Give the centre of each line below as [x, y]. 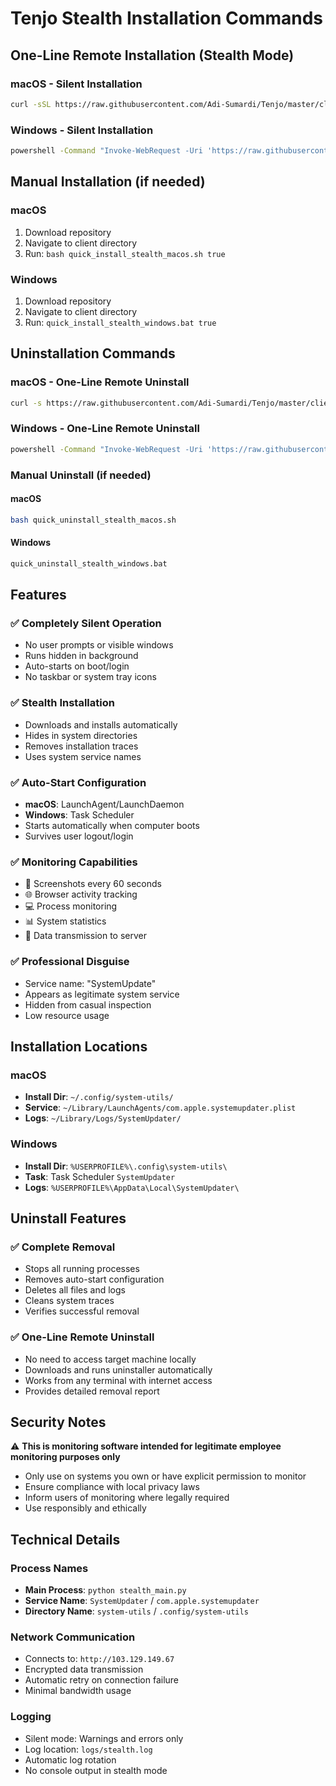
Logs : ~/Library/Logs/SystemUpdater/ [103, 1118]
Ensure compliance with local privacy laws [112, 1487]
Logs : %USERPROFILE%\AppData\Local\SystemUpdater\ [132, 1187]
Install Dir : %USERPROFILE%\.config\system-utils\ [126, 1166]
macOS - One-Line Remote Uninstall [100, 382]
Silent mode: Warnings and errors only [104, 1738]
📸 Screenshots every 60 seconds [93, 884]
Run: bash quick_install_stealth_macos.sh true [125, 253]
